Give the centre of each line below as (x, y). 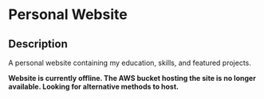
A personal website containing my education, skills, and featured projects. (130, 63)
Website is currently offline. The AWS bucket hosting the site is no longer (132, 78)
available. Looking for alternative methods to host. (94, 86)
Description (38, 44)
